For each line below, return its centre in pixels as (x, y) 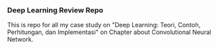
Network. (20, 39)
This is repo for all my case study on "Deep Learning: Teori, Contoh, (104, 25)
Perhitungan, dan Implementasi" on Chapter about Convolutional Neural (109, 32)
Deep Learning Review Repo (55, 10)
